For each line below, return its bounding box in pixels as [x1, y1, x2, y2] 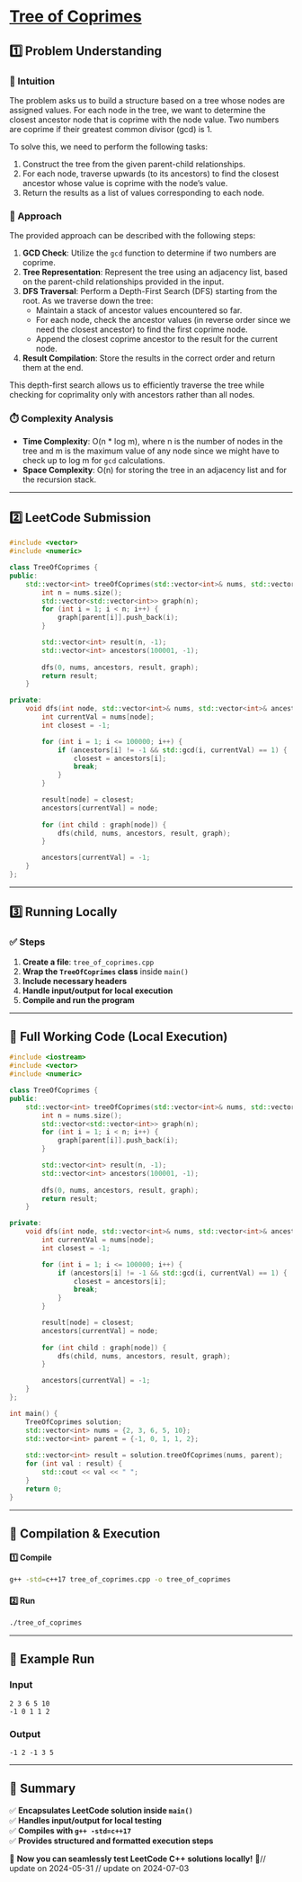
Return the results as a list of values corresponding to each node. [22, 187, 265, 198]
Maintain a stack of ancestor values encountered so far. [35, 305, 243, 316]
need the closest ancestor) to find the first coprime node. [35, 324, 249, 335]
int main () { [9, 1409, 58, 1418]
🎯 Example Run [9, 1652, 95, 1667]
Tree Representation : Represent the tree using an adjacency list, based [22, 267, 288, 278]
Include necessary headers [22, 975, 128, 986]
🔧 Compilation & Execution [9, 1526, 161, 1541]
